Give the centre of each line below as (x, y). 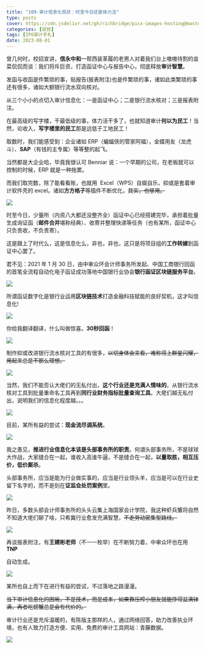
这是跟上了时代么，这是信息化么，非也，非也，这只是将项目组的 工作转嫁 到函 (103, 243)
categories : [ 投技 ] (30, 29)
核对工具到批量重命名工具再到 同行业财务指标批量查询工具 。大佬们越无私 (97, 393)
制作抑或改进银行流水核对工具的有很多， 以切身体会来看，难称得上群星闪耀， (103, 353)
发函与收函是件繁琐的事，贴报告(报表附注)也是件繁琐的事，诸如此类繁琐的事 (102, 79)
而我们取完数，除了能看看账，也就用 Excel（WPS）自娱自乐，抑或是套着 (98, 183)
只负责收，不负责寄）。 (34, 230)
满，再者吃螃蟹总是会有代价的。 (46, 607)
